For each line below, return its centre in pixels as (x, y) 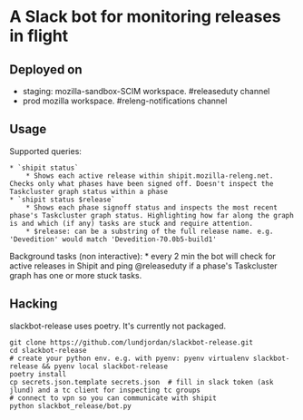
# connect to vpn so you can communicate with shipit (113, 398)
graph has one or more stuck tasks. (76, 275)
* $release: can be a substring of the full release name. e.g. (150, 231)
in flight (39, 36)
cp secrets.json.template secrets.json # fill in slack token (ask (142, 382)
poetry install (38, 374)
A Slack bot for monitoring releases (145, 17)
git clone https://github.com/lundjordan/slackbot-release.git (132, 342)
